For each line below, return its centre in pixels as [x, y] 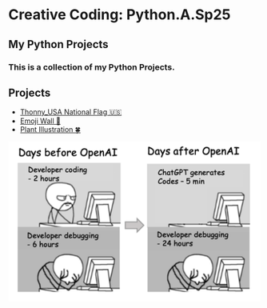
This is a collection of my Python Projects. [92, 67]
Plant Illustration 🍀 [50, 130]
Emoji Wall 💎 [40, 121]
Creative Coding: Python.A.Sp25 [120, 15]
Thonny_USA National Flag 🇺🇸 [71, 112]
